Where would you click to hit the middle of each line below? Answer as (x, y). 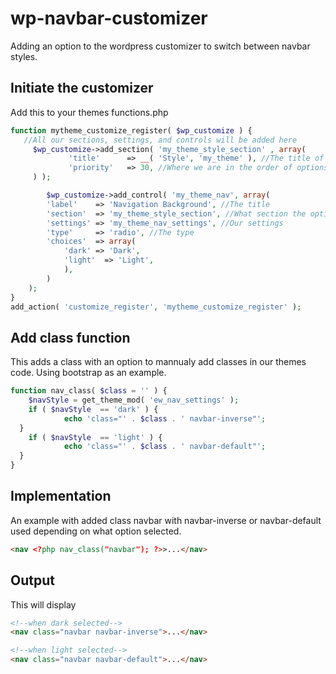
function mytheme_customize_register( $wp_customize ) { (131, 130)
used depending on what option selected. (96, 531)
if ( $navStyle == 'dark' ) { (93, 409)
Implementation (61, 496)
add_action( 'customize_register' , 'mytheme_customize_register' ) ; (156, 307)
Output (32, 580)
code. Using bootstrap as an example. (88, 373)
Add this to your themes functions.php (89, 112)
